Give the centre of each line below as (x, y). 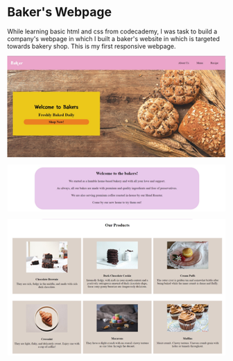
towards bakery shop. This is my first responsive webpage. (92, 46)
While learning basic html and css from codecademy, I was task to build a (112, 31)
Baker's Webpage (60, 12)
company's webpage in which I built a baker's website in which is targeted (113, 38)
